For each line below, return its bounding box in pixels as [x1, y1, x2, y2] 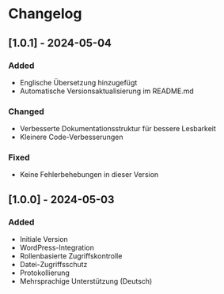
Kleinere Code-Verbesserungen [19, 132, 123, 142]
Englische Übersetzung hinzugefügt [19, 77, 138, 87]
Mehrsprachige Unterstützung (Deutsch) [19, 277, 153, 286]
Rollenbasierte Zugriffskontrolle [19, 251, 123, 261]
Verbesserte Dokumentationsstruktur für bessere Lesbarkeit [19, 124, 216, 134]
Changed [8, 106, 45, 117]
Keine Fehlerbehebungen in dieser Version [19, 170, 159, 179]
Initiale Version [19, 235, 69, 244]
